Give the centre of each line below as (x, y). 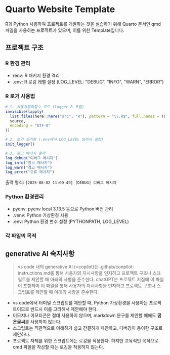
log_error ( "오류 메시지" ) (30, 172)
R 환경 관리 (18, 63)
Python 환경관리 (25, 197)
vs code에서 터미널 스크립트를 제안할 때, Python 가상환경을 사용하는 (80, 303)
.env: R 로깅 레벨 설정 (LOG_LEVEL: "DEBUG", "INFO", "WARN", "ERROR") (88, 81)
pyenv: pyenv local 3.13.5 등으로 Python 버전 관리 (63, 209)
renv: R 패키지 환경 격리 (36, 75)
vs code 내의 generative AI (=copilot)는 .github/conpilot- (76, 267)
